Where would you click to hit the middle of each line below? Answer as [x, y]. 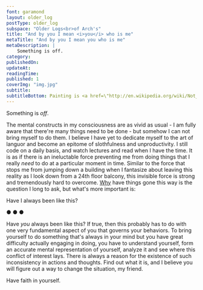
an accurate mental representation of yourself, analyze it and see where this [101, 249]
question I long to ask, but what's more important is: [71, 189]
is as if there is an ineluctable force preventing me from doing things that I [98, 157]
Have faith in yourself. [34, 280]
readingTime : [23, 74]
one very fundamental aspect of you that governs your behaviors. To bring [99, 230]
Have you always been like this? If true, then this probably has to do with [96, 224]
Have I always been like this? [42, 200]
